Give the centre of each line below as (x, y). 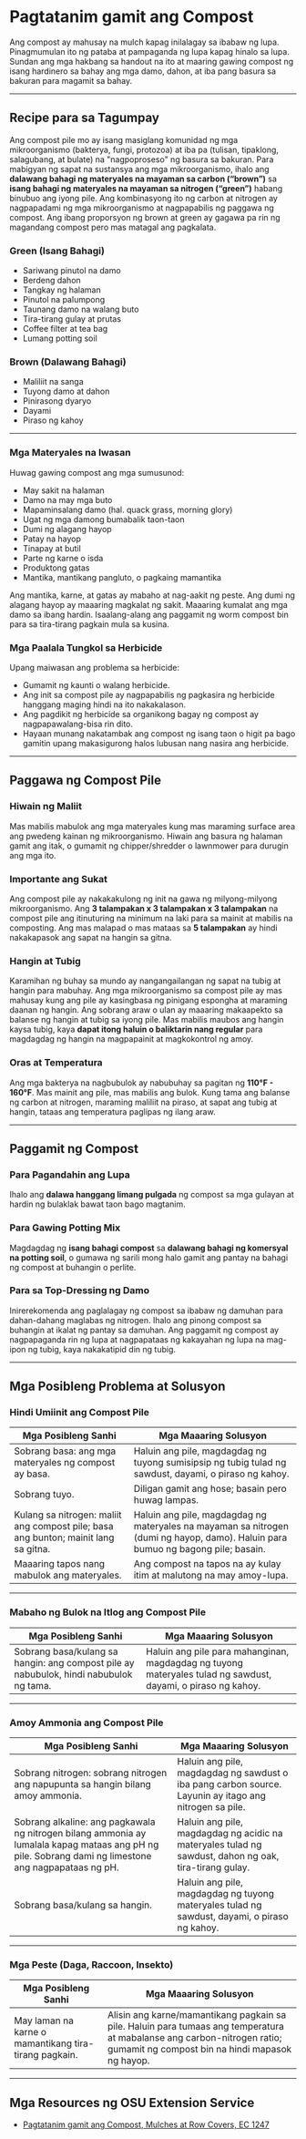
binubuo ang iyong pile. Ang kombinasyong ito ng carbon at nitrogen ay (143, 198)
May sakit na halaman (63, 490)
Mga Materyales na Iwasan (70, 453)
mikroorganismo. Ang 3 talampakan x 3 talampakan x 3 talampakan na (144, 908)
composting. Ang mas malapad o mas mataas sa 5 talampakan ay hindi (143, 928)
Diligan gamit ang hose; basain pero (210, 1489)
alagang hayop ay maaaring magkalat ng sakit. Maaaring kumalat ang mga (149, 604)
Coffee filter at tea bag (65, 329)
